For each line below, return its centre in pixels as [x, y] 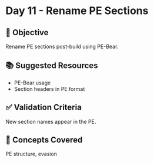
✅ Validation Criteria [43, 108]
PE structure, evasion [31, 154]
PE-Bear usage [32, 83]
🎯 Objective [27, 33]
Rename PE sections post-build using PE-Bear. [62, 46]
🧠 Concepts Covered [44, 140]
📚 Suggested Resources [52, 66]
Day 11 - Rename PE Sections [77, 11]
